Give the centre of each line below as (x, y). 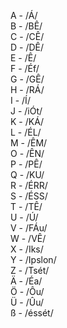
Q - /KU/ (27, 174)
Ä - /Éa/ (26, 281)
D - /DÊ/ (27, 47)
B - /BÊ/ (26, 26)
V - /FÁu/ (29, 228)
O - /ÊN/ (27, 153)
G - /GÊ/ (27, 79)
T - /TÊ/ (26, 206)
